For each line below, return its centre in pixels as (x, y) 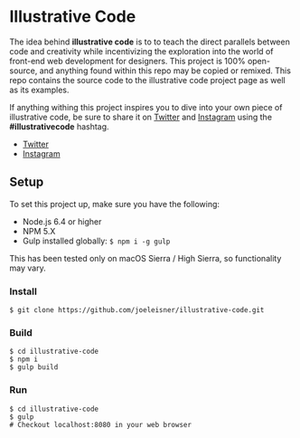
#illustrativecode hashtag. (60, 126)
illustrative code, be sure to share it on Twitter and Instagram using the (141, 117)
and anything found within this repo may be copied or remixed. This (165, 71)
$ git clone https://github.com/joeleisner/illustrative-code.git (137, 310)
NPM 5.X (39, 231)
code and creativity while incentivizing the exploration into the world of (141, 51)
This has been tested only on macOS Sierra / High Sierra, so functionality (145, 258)
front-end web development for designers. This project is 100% (127, 61)
